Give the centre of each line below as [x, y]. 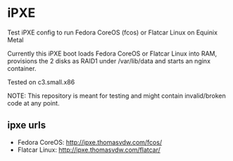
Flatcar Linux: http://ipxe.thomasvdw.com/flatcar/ [89, 150]
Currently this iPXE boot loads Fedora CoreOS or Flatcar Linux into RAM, [112, 53]
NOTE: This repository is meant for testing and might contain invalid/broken [117, 96]
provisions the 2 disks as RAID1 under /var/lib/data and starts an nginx [109, 60]
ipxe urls [27, 125]
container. [22, 68]
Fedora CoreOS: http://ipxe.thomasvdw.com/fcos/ [90, 142]
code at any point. [33, 103]
